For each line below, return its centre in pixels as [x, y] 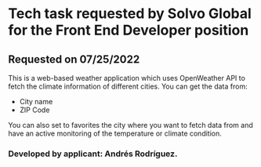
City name [36, 102]
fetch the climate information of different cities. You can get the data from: [128, 86]
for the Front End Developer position [129, 30]
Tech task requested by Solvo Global [130, 14]
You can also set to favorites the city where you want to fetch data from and [130, 125]
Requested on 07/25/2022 [74, 59]
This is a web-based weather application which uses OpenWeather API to [127, 78]
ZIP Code [34, 110]
